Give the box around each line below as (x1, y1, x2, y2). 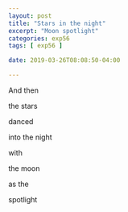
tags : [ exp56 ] (8, 42, 63, 50)
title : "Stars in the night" (8, 19, 106, 27)
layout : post (8, 11, 52, 20)
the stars (8, 102, 38, 110)
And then (8, 85, 39, 95)
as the (8, 179, 30, 189)
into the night (8, 132, 52, 142)
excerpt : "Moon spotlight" (8, 27, 99, 35)
